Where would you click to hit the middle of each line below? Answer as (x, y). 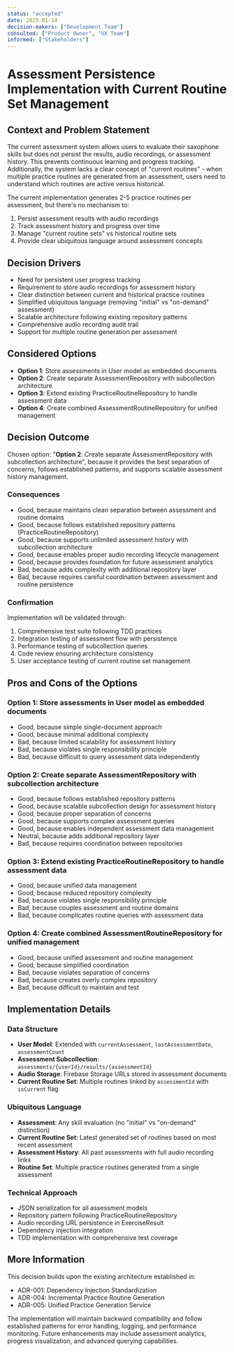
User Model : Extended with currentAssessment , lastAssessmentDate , (115, 1045)
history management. (38, 476)
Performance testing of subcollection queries (82, 646)
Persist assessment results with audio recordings (88, 218)
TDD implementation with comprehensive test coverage (97, 1238)
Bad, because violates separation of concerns (83, 972)
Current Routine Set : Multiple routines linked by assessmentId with (113, 1082)
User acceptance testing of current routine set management (104, 661)
